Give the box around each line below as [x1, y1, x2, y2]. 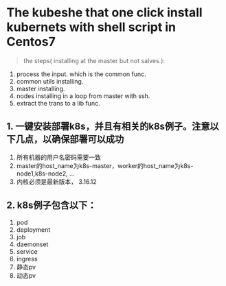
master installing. [16, 84, 65, 93]
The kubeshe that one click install [6, 5, 203, 21]
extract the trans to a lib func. [16, 99, 100, 107]
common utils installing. [16, 77, 84, 85]
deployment [16, 225, 51, 234]
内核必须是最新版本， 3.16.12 [16, 177, 97, 186]
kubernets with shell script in [6, 19, 177, 35]
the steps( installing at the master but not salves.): [23, 56, 166, 64]
